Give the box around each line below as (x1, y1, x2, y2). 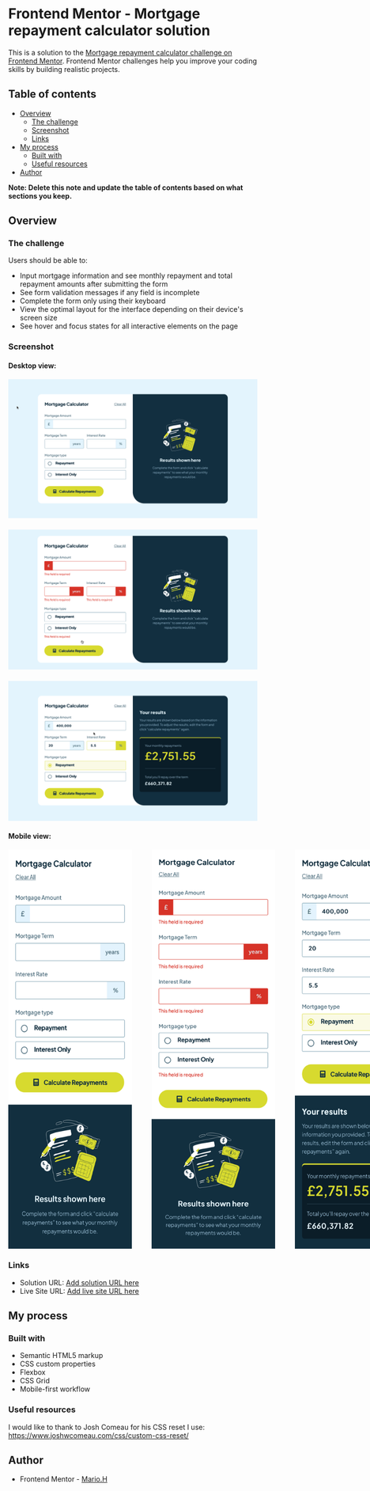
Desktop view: (8, 361, 57, 370)
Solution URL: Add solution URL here (19, 1277, 140, 1287)
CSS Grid (19, 1376, 50, 1386)
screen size (19, 313, 58, 323)
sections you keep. (8, 191, 73, 200)
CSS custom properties (19, 1359, 96, 1369)
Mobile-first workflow (19, 1384, 91, 1394)
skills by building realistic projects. (8, 64, 120, 74)
